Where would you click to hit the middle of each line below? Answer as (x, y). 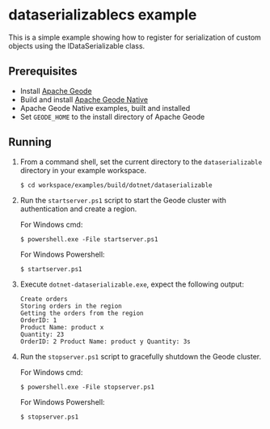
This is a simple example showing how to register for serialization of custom (135, 37)
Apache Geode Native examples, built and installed (105, 108)
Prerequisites (43, 72)
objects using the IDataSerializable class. (77, 45)
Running (30, 142)
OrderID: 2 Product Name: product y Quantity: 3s (105, 342)
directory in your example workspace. (83, 170)
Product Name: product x (62, 327)
